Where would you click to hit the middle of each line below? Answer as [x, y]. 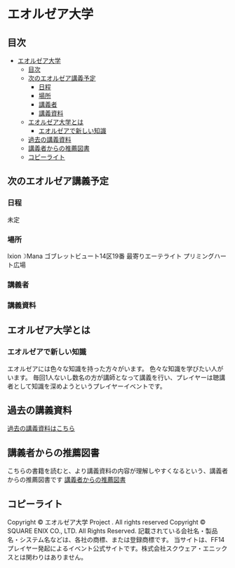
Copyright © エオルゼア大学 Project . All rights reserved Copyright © [107, 522]
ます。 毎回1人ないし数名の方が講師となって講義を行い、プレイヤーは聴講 [119, 377]
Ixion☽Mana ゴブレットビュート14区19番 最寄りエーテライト [95, 256]
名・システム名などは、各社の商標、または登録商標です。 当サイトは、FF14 [116, 539]
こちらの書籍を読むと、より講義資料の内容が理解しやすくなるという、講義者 [118, 471]
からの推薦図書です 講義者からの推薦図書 [67, 480]
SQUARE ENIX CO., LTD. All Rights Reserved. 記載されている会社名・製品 [113, 531]
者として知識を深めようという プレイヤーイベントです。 [87, 386]
